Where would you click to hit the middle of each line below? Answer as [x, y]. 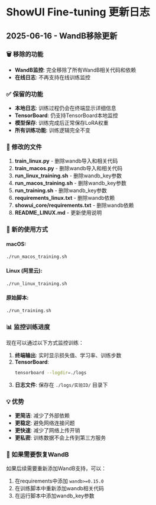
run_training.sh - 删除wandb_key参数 [61, 190]
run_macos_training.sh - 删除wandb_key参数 [71, 183]
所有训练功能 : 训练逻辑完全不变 [52, 130]
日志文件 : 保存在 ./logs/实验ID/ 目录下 [61, 384]
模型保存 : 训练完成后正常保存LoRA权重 [61, 123]
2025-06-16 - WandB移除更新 [62, 36]
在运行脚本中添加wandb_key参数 [54, 496]
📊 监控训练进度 [28, 327]
